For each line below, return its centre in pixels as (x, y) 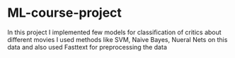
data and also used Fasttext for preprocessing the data (87, 47)
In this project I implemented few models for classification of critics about (114, 32)
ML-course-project (65, 13)
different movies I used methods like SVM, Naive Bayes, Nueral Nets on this (117, 39)
